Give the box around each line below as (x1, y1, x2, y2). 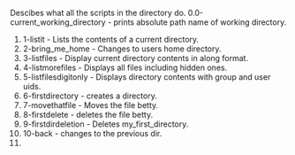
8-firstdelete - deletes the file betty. (22, 110, 154, 120)
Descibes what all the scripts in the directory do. (10, 8, 186, 18)
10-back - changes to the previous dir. (22, 128, 163, 138)
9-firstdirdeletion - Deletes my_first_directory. (22, 119, 189, 129)
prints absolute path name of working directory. (113, 17, 287, 27)
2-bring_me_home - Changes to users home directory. (22, 43, 222, 54)
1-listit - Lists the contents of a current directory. (22, 35, 200, 44)
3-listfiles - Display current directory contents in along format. (22, 53, 249, 63)
